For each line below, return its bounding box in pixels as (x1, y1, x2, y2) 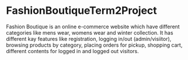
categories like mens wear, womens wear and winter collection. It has (6, 29, 173, 36)
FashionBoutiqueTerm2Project (6, 4, 158, 17)
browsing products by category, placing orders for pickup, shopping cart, (6, 42, 183, 48)
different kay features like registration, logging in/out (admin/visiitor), (6, 35, 172, 42)
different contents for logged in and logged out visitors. (6, 47, 139, 54)
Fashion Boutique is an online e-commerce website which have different (6, 23, 180, 30)
